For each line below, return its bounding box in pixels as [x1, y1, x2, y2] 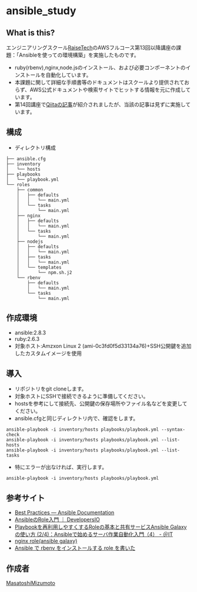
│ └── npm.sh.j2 [16, 269, 72, 275]
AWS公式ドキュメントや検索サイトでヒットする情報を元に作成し [29, 86, 186, 93]
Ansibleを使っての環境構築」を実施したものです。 [18, 51, 139, 58]
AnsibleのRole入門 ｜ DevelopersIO [14, 516, 100, 523]
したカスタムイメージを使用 [14, 350, 82, 357]
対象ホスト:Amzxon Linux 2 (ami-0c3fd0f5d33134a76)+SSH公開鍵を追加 [14, 342, 192, 349]
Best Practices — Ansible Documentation [14, 509, 115, 516]
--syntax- [161, 427, 185, 432]
